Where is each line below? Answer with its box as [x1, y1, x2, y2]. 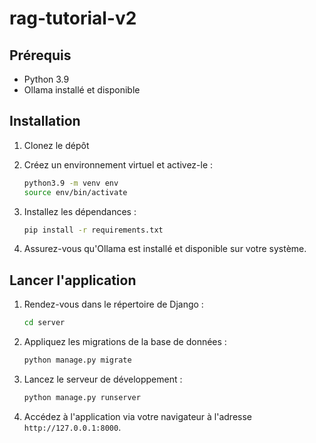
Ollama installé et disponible [23, 84, 141, 96]
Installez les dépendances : [23, 205, 137, 217]
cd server [23, 318, 66, 328]
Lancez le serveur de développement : [23, 373, 183, 385]
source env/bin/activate [23, 187, 128, 197]
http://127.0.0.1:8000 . [23, 421, 122, 433]
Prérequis [9, 47, 72, 64]
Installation [9, 113, 81, 130]
